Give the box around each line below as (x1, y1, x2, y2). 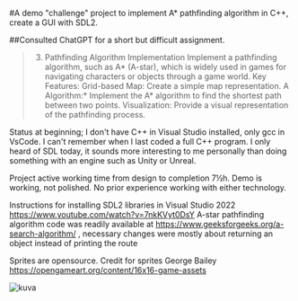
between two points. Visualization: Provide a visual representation (44, 100, 289, 111)
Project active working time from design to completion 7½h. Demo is (9, 173, 263, 183)
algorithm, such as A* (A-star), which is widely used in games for (44, 62, 287, 72)
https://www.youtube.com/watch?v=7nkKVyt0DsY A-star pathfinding (9, 209, 265, 219)
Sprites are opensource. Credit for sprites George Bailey (9, 255, 217, 266)
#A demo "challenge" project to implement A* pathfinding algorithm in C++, (9, 8, 289, 18)
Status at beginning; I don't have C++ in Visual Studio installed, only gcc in (9, 127, 285, 137)
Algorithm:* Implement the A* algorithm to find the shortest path (44, 90, 283, 101)
